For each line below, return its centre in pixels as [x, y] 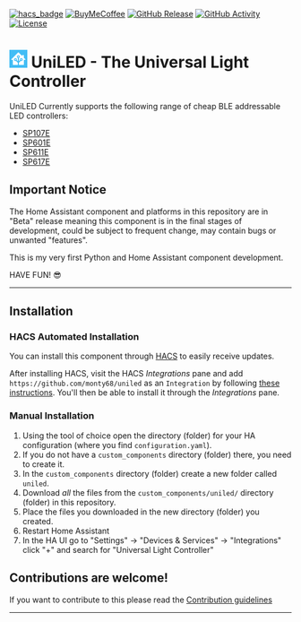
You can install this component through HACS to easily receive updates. [142, 356]
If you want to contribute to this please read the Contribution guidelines [141, 600]
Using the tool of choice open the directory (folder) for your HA [139, 436]
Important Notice [58, 190]
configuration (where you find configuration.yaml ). [117, 445]
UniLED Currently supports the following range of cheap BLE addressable [145, 106]
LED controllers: [39, 116]
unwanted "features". [48, 240]
